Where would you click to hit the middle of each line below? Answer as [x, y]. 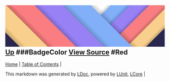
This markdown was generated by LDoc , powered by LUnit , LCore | [75, 74]
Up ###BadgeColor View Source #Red [67, 52]
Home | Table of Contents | [33, 64]
